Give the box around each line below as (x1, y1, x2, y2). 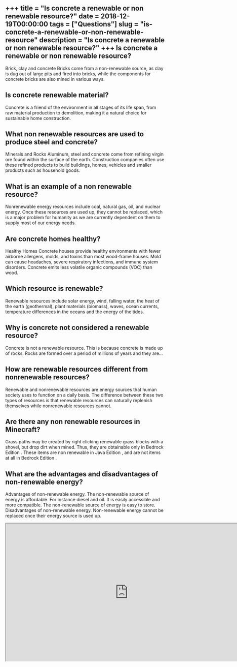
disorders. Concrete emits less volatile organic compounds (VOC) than (5, 264, 153, 270)
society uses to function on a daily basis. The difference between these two (5, 391, 164, 398)
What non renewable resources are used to (5, 130, 144, 139)
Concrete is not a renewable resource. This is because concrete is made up (5, 345, 163, 351)
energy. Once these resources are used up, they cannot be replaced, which (5, 209, 163, 215)
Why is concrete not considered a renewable (5, 323, 149, 332)
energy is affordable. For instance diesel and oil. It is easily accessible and (5, 497, 161, 503)
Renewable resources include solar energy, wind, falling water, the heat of (5, 297, 160, 304)
